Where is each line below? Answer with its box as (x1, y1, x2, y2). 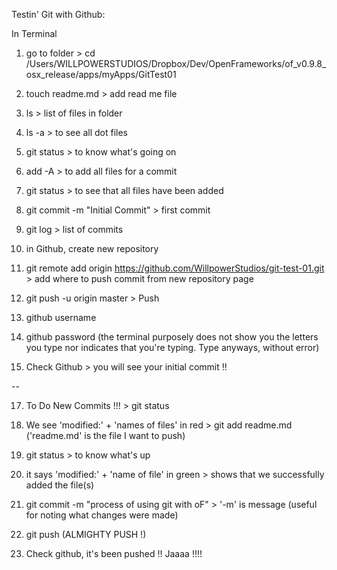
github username (25, 312, 97, 323)
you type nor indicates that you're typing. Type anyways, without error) (25, 342, 320, 353)
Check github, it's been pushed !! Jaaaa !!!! (25, 548, 203, 559)
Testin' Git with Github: (11, 9, 106, 20)
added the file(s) (25, 479, 95, 491)
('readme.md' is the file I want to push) (25, 430, 186, 441)
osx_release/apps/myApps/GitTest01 (25, 69, 177, 80)
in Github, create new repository (25, 243, 159, 254)
